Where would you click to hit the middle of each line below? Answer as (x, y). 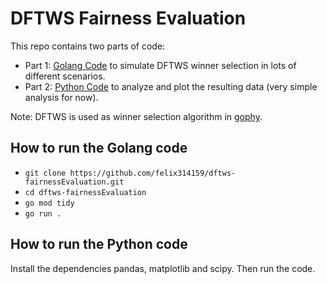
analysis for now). (61, 97)
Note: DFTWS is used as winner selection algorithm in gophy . (136, 116)
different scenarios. (65, 76)
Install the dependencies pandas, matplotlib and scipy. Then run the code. (163, 268)
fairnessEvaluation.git (74, 182)
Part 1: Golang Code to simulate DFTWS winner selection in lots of (160, 65)
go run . (43, 213)
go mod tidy (49, 203)
